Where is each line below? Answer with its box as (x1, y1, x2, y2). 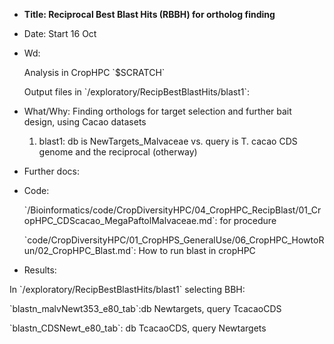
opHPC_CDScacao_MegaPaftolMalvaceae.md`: (23, 215, 218, 226)
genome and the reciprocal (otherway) (38, 146, 198, 158)
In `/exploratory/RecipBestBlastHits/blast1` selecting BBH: (9, 284, 246, 295)
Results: (23, 264, 57, 276)
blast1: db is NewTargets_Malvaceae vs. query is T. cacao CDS (38, 135, 298, 147)
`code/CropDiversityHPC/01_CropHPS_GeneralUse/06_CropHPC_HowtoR (23, 234, 325, 246)
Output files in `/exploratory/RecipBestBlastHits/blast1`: (23, 86, 251, 98)
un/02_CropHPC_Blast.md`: (23, 245, 137, 256)
